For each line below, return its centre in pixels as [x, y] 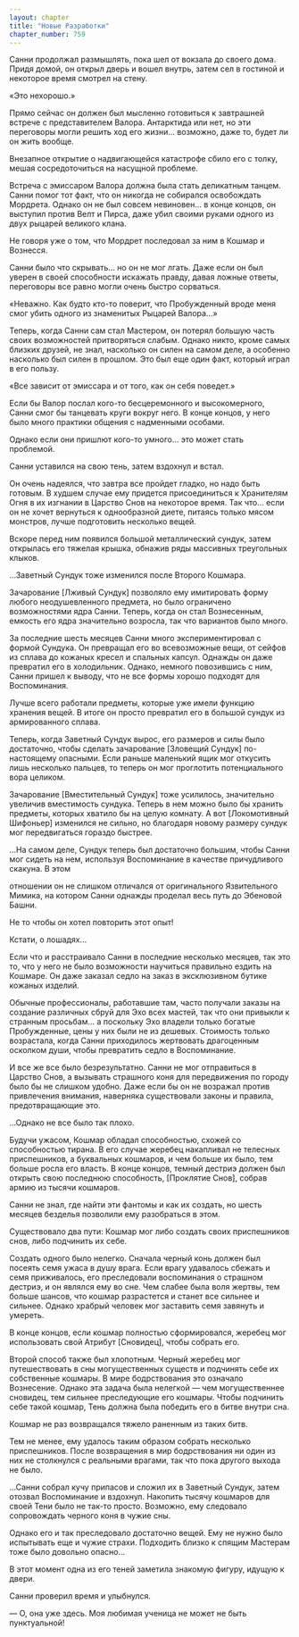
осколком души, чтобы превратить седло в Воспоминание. [123, 1050]
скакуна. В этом [40, 869]
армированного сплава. [55, 722]
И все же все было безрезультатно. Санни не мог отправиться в [133, 1067]
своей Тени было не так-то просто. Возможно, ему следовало [128, 1507]
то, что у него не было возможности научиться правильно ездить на [141, 966]
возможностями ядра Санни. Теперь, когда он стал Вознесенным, [137, 612]
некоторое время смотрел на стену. [79, 79]
